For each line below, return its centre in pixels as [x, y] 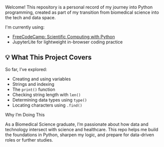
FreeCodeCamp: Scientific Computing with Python [63, 37]
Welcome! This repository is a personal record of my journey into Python [79, 7]
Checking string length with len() [46, 94]
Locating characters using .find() [47, 105]
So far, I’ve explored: [26, 69]
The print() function [34, 89]
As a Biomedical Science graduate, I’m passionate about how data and [77, 124]
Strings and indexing [33, 84]
